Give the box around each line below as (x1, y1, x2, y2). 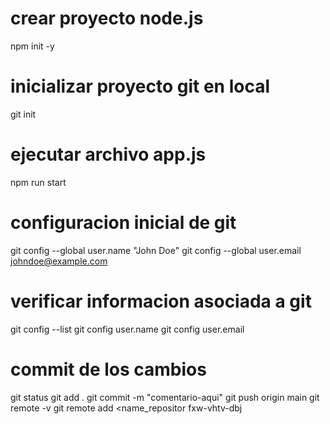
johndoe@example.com (10, 255, 108, 267)
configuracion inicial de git (10, 212, 237, 234)
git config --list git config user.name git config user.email (10, 323, 245, 335)
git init (10, 108, 37, 120)
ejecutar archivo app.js (10, 143, 207, 166)
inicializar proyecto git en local (10, 75, 271, 98)
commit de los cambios (10, 358, 207, 381)
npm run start (10, 176, 67, 188)
